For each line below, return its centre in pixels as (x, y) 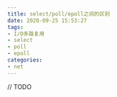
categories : (25, 60)
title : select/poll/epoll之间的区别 (59, 14)
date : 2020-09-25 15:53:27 (47, 21)
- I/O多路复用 (26, 34)
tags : (15, 27)
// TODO (19, 86)
